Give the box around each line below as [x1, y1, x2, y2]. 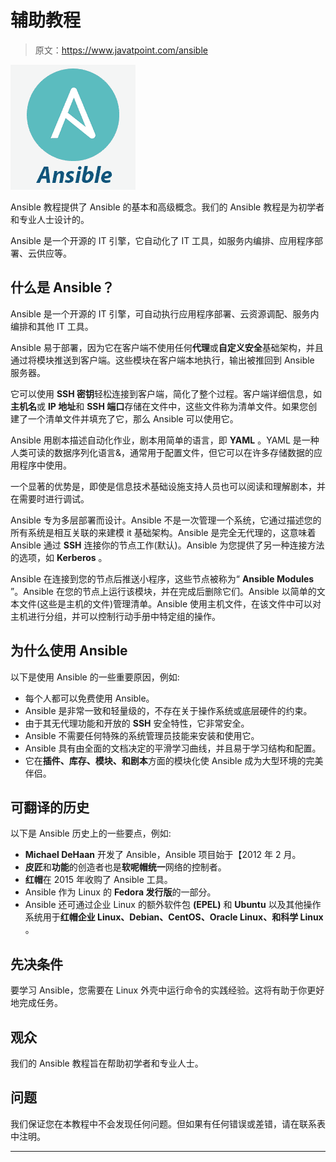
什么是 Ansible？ [10, 279, 115, 296]
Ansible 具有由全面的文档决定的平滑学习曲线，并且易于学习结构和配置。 [24, 742, 322, 754]
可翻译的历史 [10, 799, 90, 816]
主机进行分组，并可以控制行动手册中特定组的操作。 [10, 610, 221, 622]
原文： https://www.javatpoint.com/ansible [34, 44, 208, 56]
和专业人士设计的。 [10, 213, 90, 225]
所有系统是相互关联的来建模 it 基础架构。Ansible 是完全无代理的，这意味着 [10, 526, 317, 538]
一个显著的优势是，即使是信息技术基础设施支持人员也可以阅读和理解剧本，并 [10, 480, 326, 492]
